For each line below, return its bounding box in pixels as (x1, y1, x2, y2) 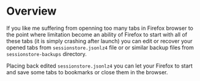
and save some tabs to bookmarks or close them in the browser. (6, 68, 168, 76)
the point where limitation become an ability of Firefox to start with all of (6, 30, 188, 38)
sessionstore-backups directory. (6, 50, 87, 57)
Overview (6, 4, 57, 18)
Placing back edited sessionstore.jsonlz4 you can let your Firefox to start (6, 62, 193, 69)
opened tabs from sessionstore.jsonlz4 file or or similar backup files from (6, 44, 194, 51)
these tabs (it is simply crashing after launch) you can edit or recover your (6, 37, 193, 44)
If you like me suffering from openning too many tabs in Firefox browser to (6, 24, 194, 32)
